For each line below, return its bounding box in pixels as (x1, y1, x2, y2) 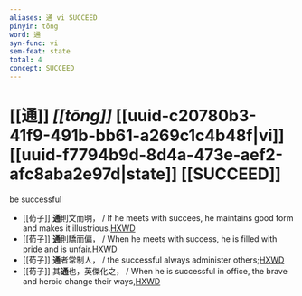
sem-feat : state (9, 47, 71, 56)
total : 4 (9, 55, 42, 64)
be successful (9, 194, 62, 205)
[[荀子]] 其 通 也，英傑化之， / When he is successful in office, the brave (22, 265, 288, 276)
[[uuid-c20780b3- (116, 106, 257, 127)
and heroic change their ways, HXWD (22, 275, 161, 286)
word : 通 (9, 30, 41, 39)
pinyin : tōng (9, 22, 59, 31)
